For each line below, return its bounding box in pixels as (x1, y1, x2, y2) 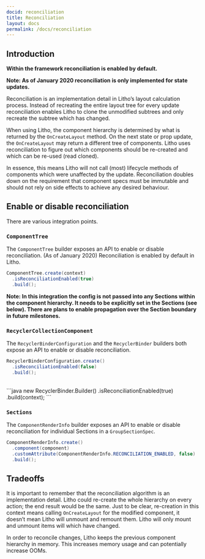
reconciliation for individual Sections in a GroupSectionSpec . (6, 428, 155, 435)
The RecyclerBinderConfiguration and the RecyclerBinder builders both (6, 340, 187, 347)
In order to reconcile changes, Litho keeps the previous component (6, 534, 176, 541)
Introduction (6, 48, 55, 59)
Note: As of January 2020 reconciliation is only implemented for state (6, 77, 188, 84)
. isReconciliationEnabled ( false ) (12, 363, 97, 370)
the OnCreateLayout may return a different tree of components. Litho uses (6, 139, 191, 147)
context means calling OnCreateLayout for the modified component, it (6, 509, 180, 517)
